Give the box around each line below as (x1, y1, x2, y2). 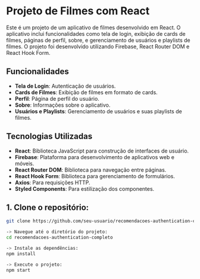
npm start (6, 267, 31, 273)
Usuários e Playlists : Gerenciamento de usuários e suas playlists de (14, 107, 183, 114)
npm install (6, 250, 36, 257)
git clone (6, 218, 31, 224)
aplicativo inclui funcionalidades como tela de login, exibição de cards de (6, 30, 186, 37)
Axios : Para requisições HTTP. (14, 179, 90, 186)
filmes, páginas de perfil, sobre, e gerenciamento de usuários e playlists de (6, 36, 190, 44)
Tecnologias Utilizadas (6, 131, 93, 141)
